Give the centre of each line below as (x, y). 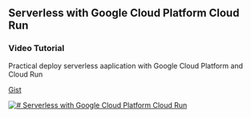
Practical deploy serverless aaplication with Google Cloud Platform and (125, 65)
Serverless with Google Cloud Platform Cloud (124, 13)
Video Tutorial (36, 49)
